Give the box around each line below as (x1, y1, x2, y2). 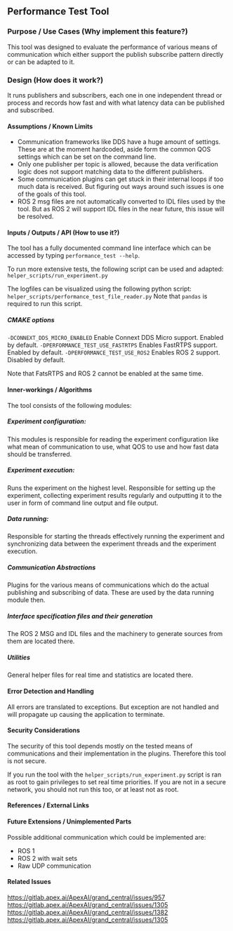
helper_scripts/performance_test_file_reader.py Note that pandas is (7, 292, 208, 301)
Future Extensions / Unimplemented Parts (7, 817, 132, 826)
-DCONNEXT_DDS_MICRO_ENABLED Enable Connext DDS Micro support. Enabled (7, 334, 224, 342)
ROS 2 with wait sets (17, 854, 78, 862)
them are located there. (7, 637, 75, 645)
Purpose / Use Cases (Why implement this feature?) (7, 27, 188, 37)
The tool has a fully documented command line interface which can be (7, 244, 212, 252)
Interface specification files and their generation (7, 612, 153, 621)
